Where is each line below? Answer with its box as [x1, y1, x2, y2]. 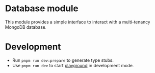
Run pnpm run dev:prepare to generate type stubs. [12, 57, 114, 63]
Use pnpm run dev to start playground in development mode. [12, 62, 134, 68]
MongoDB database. [5, 24, 47, 30]
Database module [5, 3, 78, 14]
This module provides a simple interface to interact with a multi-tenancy [5, 19, 151, 25]
